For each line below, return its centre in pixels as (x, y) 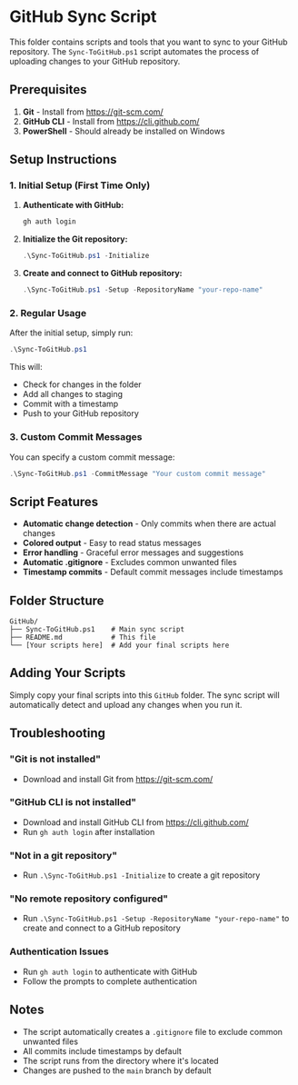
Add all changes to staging (73, 394)
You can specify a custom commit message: (92, 457)
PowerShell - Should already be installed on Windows (124, 131)
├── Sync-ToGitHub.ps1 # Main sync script (97, 630)
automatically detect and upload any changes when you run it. (126, 704)
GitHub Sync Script (83, 17)
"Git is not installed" (55, 759)
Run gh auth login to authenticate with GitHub (110, 971)
